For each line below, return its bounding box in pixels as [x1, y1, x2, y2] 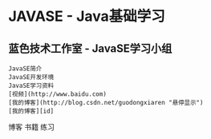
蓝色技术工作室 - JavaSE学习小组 [8, 42, 172, 55]
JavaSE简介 [8, 65, 43, 73]
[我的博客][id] [8, 107, 55, 115]
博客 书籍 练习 [8, 122, 55, 132]
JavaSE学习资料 [8, 81, 55, 89]
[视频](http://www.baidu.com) [8, 90, 107, 98]
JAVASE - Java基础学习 [8, 7, 166, 26]
